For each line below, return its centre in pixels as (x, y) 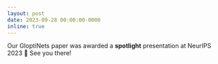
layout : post (26, 13)
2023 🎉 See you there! (39, 53)
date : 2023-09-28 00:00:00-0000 (54, 20)
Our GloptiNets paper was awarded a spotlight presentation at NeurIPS (109, 46)
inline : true (26, 26)
